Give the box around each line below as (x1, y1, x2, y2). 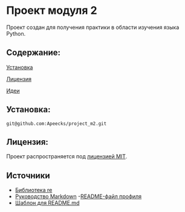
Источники (6, 170, 50, 181)
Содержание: (6, 48, 61, 58)
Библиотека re (15, 187, 53, 194)
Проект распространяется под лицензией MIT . (6, 153, 128, 160)
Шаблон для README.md (15, 199, 80, 207)
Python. (6, 30, 26, 37)
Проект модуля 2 (6, 4, 98, 18)
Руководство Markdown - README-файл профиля (15, 193, 142, 200)
